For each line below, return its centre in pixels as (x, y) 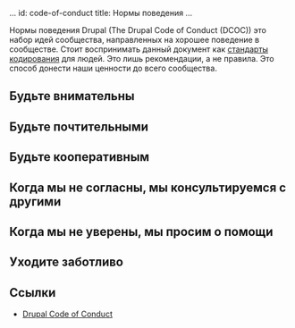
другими (35, 202)
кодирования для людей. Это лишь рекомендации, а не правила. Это (142, 59)
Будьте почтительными (79, 126)
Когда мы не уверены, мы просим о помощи (141, 231)
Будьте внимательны (72, 96)
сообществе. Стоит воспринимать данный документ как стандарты (139, 49)
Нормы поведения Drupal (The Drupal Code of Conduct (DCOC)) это (138, 30)
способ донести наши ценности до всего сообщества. (113, 68)
